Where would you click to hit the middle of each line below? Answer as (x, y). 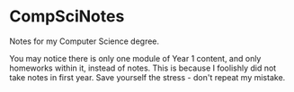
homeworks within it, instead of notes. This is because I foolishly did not (143, 68)
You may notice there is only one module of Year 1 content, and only (135, 58)
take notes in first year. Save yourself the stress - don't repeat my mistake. (147, 77)
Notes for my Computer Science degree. (85, 41)
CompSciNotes (67, 17)
